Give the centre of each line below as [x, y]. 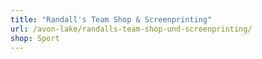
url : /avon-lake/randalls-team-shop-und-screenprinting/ [131, 29]
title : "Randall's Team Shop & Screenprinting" [111, 19]
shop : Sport [35, 38]
